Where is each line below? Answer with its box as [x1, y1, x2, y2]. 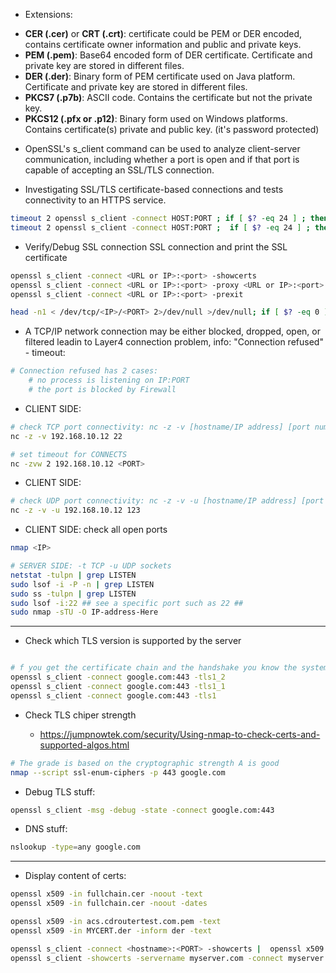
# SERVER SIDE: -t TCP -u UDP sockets [10, 561, 172, 571]
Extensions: [24, 9, 73, 20]
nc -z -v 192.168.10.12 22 [10, 431, 123, 441]
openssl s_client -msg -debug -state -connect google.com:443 [10, 805, 275, 815]
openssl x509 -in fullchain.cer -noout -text [10, 889, 203, 899]
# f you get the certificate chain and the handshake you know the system [10, 663, 329, 673]
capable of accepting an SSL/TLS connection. [24, 164, 215, 176]
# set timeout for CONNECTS [10, 449, 128, 459]
